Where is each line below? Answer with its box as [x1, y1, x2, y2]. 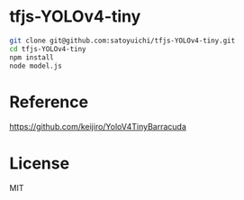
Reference [9, 92, 88, 112]
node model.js [9, 61, 63, 70]
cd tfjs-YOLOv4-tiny [9, 44, 87, 53]
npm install [9, 52, 54, 62]
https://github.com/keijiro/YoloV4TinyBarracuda [9, 122, 187, 132]
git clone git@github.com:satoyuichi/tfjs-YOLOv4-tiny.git [9, 36, 236, 45]
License [9, 153, 70, 173]
